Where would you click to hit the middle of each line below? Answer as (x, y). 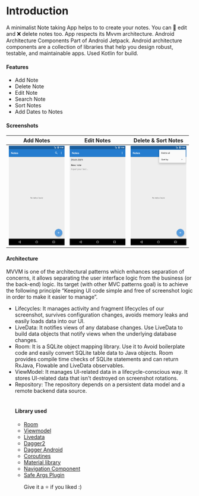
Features (17, 67)
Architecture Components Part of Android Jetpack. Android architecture (94, 41)
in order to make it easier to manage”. (52, 297)
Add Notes (37, 140)
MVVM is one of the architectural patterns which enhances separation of (95, 272)
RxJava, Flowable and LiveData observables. (70, 365)
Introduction (37, 11)
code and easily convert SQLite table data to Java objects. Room (94, 353)
